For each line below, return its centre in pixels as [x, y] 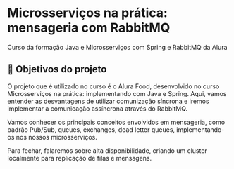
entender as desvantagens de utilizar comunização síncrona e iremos [108, 101]
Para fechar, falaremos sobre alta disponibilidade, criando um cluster [107, 150]
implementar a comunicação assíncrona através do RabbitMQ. [98, 108]
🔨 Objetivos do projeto [57, 69]
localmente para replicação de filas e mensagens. [80, 158]
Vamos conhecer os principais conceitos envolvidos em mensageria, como [116, 122]
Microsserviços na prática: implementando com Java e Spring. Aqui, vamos [117, 93]
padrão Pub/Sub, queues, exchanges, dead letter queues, [91, 129]
